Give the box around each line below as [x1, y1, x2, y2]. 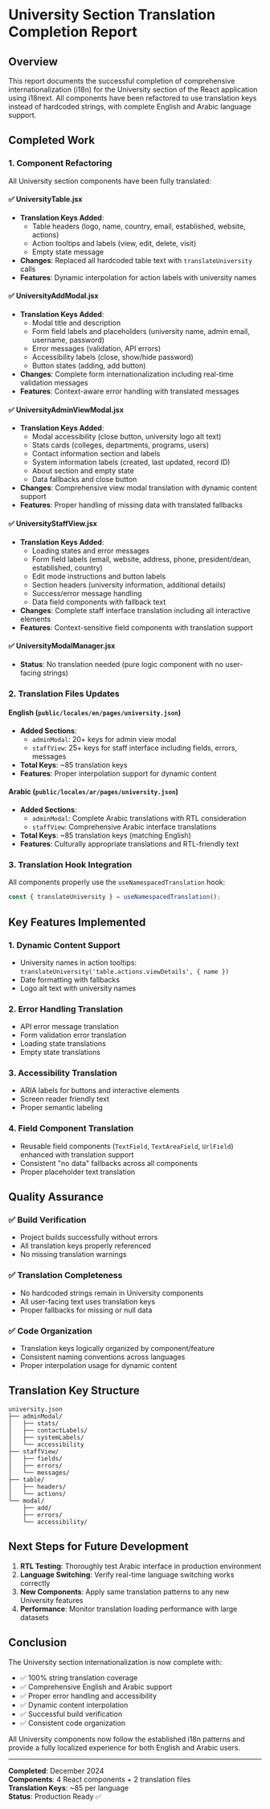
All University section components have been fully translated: [8, 175, 211, 186]
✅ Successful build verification [19, 1708, 123, 1719]
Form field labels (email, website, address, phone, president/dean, [31, 554, 252, 564]
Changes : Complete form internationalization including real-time [19, 369, 234, 379]
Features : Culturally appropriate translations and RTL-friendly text [19, 839, 239, 849]
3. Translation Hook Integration [8, 859, 133, 870]
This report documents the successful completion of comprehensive [8, 76, 235, 85]
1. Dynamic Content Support [8, 939, 121, 950]
